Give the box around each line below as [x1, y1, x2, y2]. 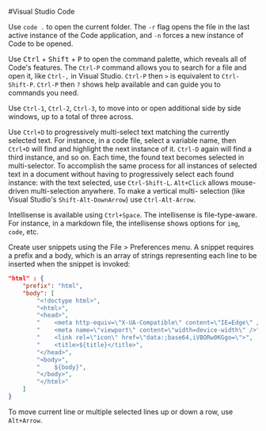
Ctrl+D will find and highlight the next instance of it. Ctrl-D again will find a [8, 144, 252, 153]
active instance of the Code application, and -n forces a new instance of [8, 31, 244, 40]
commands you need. [8, 88, 79, 98]
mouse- [230, 178, 256, 187]
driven [8, 187, 29, 195]
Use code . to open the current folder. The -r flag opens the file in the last [8, 22, 250, 31]
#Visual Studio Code [8, 7, 75, 16]
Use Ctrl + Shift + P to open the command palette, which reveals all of [8, 55, 247, 63]
